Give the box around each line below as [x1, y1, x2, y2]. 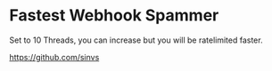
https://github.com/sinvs [9, 51, 100, 62]
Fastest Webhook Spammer [9, 5, 219, 26]
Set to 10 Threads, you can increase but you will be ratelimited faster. [9, 35, 263, 45]
